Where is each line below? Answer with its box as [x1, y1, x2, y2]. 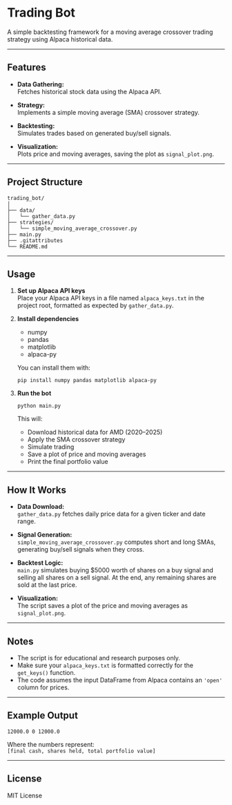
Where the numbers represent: [7, 740, 95, 748]
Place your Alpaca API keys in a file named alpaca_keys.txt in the [17, 294, 205, 302]
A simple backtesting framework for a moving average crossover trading [7, 28, 213, 36]
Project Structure [7, 177, 83, 188]
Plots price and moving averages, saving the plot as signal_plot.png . [17, 150, 215, 158]
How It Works [7, 484, 67, 496]
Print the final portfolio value [27, 458, 108, 466]
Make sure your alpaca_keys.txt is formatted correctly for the [17, 661, 193, 669]
